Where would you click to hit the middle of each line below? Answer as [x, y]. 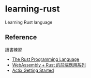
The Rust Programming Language [45, 59]
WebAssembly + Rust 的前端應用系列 [49, 65]
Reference [21, 37]
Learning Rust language [29, 22]
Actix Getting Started [33, 70]
